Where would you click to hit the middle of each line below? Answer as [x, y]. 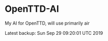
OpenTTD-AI [32, 9]
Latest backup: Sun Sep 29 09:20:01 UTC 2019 [54, 33]
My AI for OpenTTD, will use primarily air [47, 23]
